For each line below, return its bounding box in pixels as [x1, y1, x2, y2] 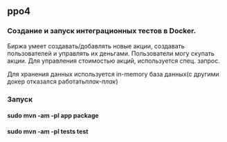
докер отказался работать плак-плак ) [7, 77, 118, 85]
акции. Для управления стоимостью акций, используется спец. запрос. [7, 57, 220, 65]
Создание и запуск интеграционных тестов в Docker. [7, 26, 197, 36]
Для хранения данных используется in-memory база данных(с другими [7, 70, 219, 78]
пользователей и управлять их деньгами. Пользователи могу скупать [7, 49, 215, 57]
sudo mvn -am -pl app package [7, 112, 99, 120]
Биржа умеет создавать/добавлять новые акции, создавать [7, 41, 185, 50]
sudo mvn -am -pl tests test [7, 127, 89, 135]
